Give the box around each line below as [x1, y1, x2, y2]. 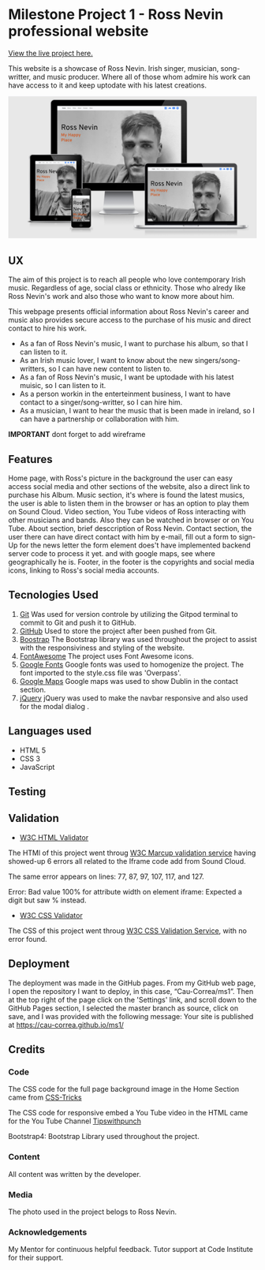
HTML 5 [19, 745, 47, 755]
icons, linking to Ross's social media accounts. [8, 566, 159, 575]
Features [8, 452, 53, 466]
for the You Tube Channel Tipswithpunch [8, 1116, 142, 1126]
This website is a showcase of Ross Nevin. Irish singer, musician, [8, 63, 219, 73]
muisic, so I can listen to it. [19, 381, 106, 390]
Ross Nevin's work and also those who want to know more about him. [8, 292, 235, 301]
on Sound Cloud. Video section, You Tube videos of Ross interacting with [8, 506, 246, 516]
